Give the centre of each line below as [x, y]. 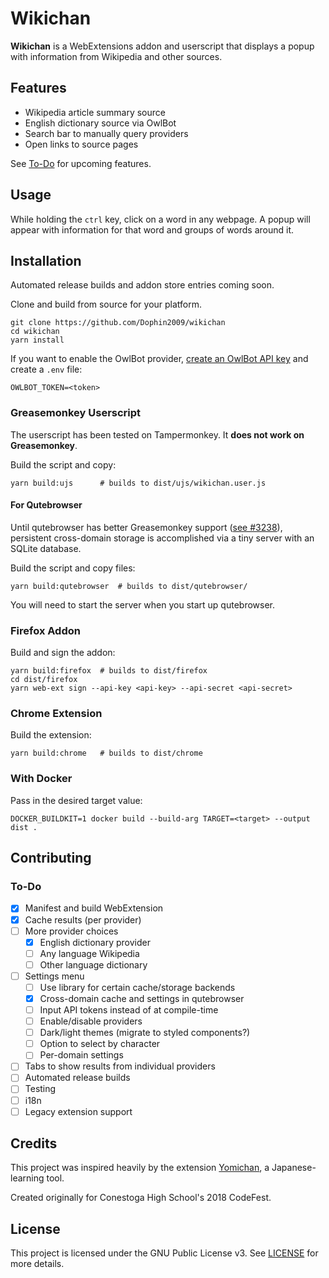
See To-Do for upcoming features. [81, 163]
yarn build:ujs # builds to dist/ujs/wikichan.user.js [138, 483]
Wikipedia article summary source [95, 112]
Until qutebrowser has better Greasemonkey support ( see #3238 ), [146, 527]
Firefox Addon [45, 630]
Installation [46, 260]
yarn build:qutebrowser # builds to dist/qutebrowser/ [129, 586]
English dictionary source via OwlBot [100, 123]
